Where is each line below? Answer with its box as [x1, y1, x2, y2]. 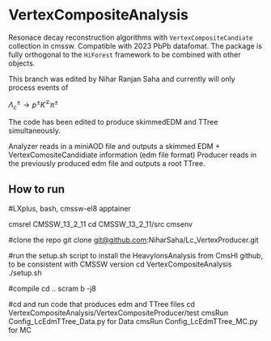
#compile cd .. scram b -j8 [8, 283, 97, 293]
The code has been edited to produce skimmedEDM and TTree [8, 117, 218, 127]
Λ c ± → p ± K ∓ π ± [8, 98, 59, 111]
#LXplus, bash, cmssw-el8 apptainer [8, 204, 131, 214]
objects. [8, 58, 36, 68]
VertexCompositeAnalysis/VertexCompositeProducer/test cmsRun [8, 308, 229, 318]
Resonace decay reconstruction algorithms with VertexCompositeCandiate [8, 32, 253, 42]
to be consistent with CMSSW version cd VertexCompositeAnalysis [8, 259, 232, 269]
